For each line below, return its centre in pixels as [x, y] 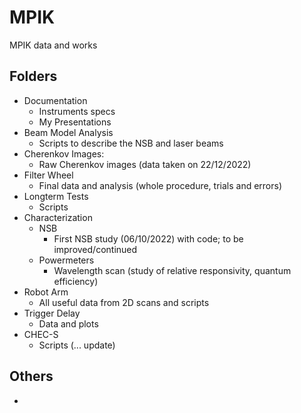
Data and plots [68, 323]
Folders [33, 76]
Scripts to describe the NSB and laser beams [131, 143]
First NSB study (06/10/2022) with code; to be [148, 238]
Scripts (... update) [77, 345]
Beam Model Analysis [68, 132]
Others [31, 376]
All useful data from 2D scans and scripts [124, 302]
